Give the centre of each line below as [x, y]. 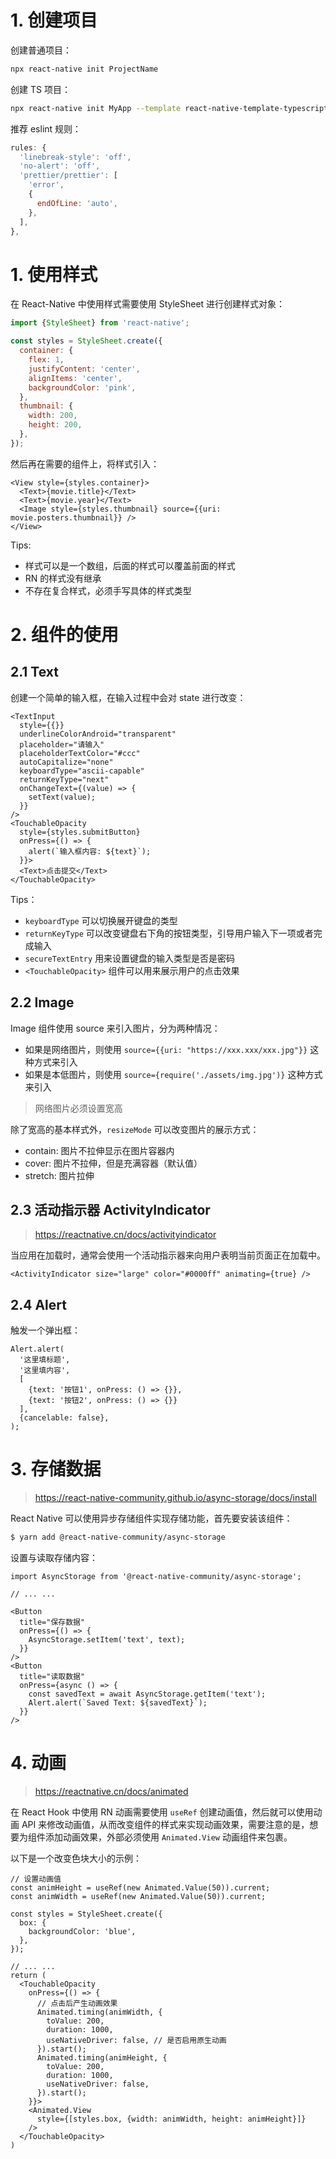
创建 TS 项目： [40, 89]
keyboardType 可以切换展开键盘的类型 [101, 920]
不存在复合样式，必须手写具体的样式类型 [108, 590]
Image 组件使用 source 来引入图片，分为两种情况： [115, 1028]
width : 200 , [53, 416]
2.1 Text [35, 672]
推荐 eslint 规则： [46, 128]
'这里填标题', [45, 1360]
